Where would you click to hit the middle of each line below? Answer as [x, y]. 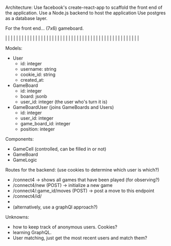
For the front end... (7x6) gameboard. [45, 28]
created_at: [32, 80]
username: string [38, 69]
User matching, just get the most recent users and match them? [80, 238]
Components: [20, 139]
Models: [14, 48]
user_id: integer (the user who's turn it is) [64, 102]
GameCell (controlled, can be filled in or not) [59, 149]
